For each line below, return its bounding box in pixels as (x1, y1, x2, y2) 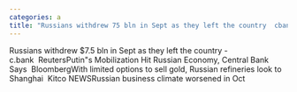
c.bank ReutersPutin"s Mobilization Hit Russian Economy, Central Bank (9, 54, 270, 65)
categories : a (9, 12, 62, 22)
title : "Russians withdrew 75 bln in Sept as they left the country (9, 21, 267, 30)
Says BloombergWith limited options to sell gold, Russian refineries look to (9, 63, 282, 74)
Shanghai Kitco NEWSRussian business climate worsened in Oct (9, 73, 246, 83)
